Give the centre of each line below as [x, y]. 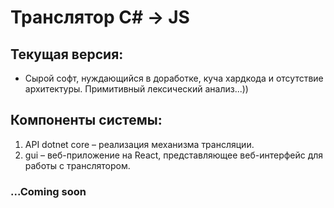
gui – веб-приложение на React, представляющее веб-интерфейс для [174, 155]
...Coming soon [48, 191]
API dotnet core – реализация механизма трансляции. [139, 144]
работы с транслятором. [77, 165]
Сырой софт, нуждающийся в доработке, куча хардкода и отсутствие [174, 78]
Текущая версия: [67, 54]
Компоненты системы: [86, 120]
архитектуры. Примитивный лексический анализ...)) [136, 89]
